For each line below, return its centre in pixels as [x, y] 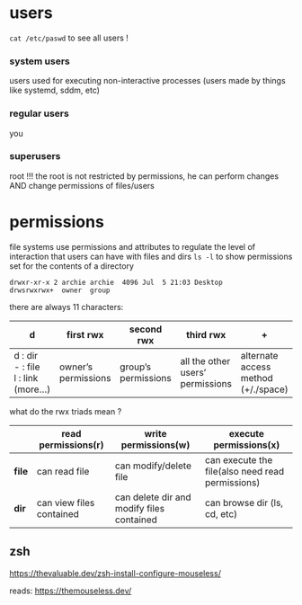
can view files [66, 503]
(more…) [32, 389]
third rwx [206, 334]
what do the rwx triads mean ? [66, 411]
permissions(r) [71, 445]
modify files [139, 508]
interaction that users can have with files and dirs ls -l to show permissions [151, 256]
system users [40, 61]
